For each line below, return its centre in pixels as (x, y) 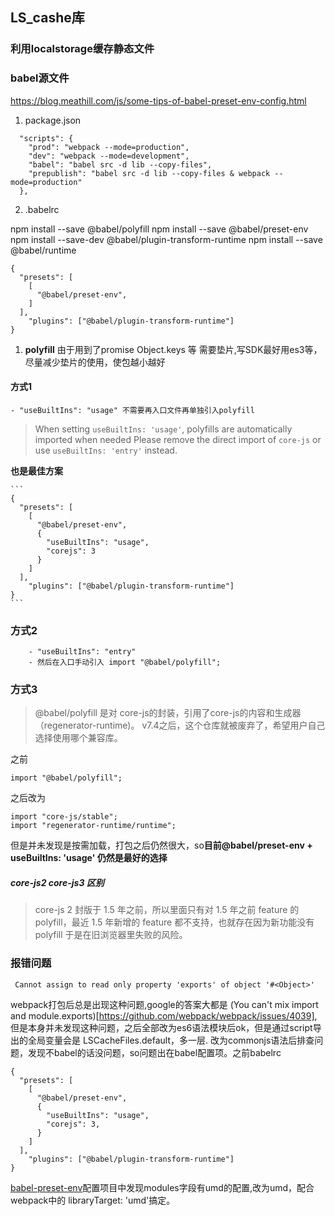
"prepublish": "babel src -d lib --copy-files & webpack (149, 173)
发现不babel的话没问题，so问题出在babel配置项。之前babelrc (154, 1052)
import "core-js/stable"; (64, 817)
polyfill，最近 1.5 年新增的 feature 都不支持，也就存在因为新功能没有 (174, 922)
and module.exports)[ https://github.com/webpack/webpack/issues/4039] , (164, 1015)
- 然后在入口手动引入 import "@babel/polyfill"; (125, 663)
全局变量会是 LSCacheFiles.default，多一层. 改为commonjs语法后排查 (171, 1040)
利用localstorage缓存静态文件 (82, 49)
